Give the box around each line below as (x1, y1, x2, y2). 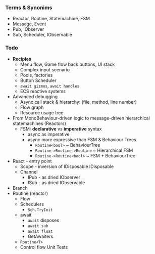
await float (27, 229, 53, 234)
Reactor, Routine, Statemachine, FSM (12, 16, 90, 22)
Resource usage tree (20, 109, 64, 115)
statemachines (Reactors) (12, 120, 67, 126)
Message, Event (12, 21, 46, 27)
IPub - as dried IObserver (27, 174, 81, 180)
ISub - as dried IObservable (27, 179, 85, 186)
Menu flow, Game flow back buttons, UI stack (20, 61, 115, 67)
